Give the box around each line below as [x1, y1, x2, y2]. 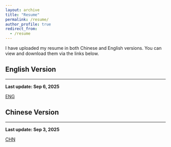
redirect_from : [5, 26, 38, 32]
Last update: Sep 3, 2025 [5, 126, 60, 132]
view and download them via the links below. [5, 50, 99, 56]
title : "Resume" [5, 12, 40, 17]
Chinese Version [5, 108, 59, 117]
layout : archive [5, 7, 40, 13]
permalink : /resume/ [5, 17, 49, 22]
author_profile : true [5, 21, 51, 27]
